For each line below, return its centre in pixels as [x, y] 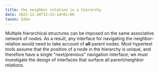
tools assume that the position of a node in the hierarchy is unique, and [78, 49]
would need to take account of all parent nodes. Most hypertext [87, 44]
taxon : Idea [17, 19]
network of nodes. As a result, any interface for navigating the [69, 38]
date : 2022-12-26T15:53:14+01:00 [40, 14]
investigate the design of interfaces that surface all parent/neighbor [75, 60]
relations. [15, 65]
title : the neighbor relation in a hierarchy [53, 10]
